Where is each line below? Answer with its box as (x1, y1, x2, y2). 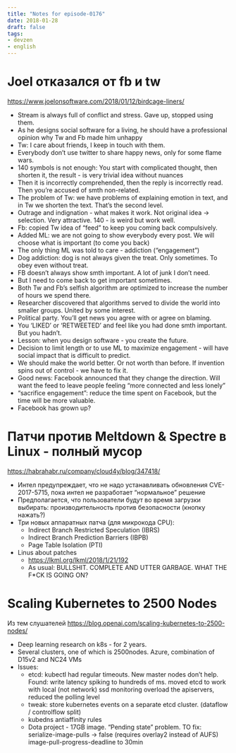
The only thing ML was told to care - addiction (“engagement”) (17, 245, 200, 255)
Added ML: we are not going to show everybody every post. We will (17, 230, 215, 239)
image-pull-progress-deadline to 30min (27, 737, 144, 746)
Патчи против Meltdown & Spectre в (7, 428, 227, 445)
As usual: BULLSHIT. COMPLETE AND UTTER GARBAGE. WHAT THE (27, 563, 228, 571)
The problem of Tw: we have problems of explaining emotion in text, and (17, 193, 228, 202)
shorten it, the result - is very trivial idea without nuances (17, 170, 184, 179)
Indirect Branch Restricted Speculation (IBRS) (27, 525, 160, 534)
